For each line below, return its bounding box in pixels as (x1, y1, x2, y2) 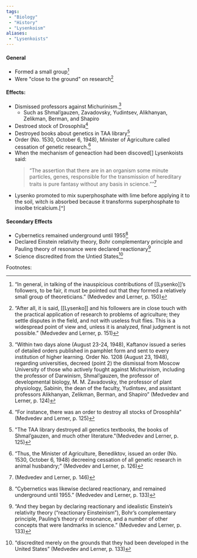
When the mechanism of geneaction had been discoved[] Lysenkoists (14, 149, 184, 156)
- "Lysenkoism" (8, 25, 46, 31)
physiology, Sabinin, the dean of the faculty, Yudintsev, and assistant (14, 385, 181, 392)
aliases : (6, 31, 28, 36)
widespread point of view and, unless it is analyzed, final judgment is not (14, 324, 191, 331)
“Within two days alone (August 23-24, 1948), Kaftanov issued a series (14, 341, 186, 348)
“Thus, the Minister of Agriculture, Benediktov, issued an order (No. (14, 450, 178, 457)
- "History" (8, 19, 38, 25)
